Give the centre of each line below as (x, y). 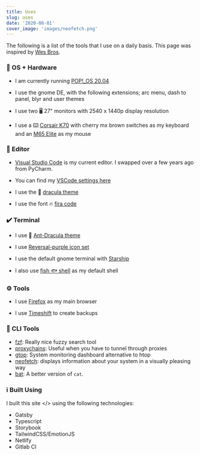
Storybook (28, 428)
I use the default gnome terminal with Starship (72, 258)
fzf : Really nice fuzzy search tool (56, 342)
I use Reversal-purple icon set (52, 247)
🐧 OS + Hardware (32, 68)
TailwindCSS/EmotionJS (45, 434)
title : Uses (21, 12)
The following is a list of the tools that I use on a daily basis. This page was (98, 46)
